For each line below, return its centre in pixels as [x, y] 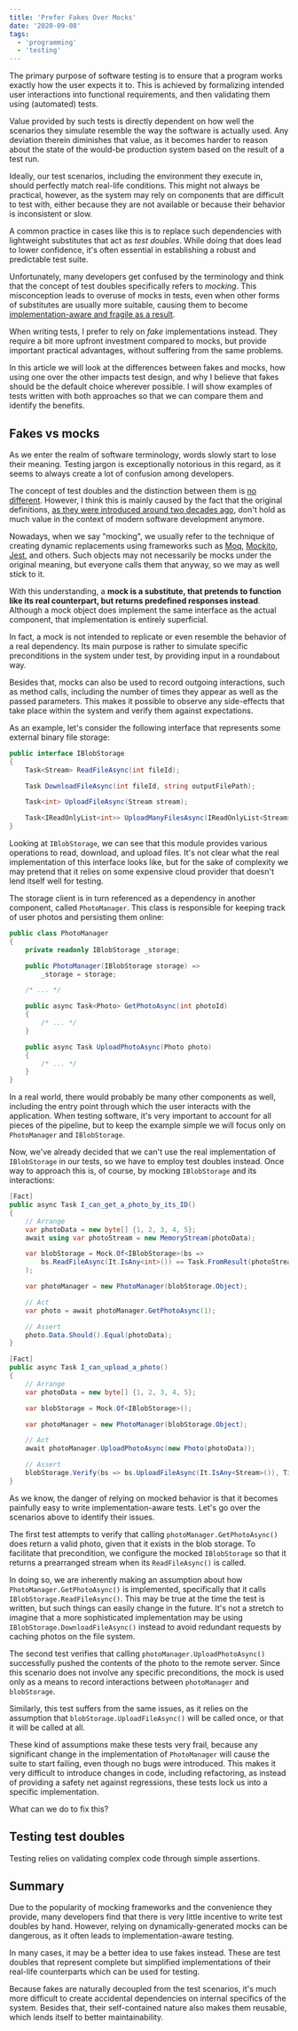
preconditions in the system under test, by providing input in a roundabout [145, 655]
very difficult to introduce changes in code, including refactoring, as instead [148, 1773]
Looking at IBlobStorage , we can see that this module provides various [138, 844]
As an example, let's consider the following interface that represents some [145, 727]
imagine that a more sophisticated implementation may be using [126, 1617]
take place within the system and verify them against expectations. [131, 710]
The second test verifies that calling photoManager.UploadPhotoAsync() [137, 1654]
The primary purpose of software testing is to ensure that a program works [146, 75]
